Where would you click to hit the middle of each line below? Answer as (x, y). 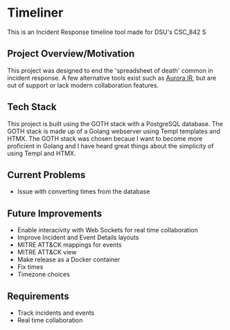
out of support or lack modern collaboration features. (83, 85)
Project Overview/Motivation (71, 54)
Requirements (38, 296)
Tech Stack (32, 107)
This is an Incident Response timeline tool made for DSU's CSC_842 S (107, 32)
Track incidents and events (56, 313)
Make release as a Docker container (69, 260)
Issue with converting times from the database (83, 191)
